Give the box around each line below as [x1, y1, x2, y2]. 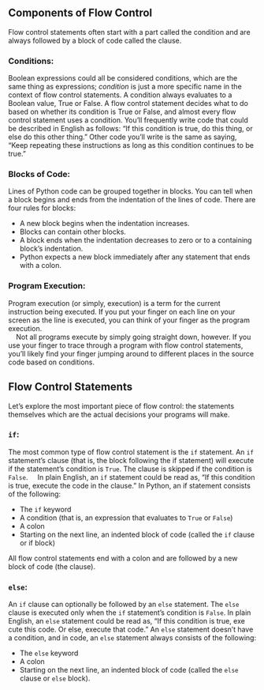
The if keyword [19, 504, 72, 514]
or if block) [19, 537, 56, 548]
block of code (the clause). [8, 561, 96, 571]
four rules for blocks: [8, 203, 76, 213]
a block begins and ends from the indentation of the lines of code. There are [8, 195, 256, 205]
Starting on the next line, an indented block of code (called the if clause [19, 530, 255, 539]
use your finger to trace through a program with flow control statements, [8, 340, 244, 350]
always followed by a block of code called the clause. [8, 36, 182, 45]
